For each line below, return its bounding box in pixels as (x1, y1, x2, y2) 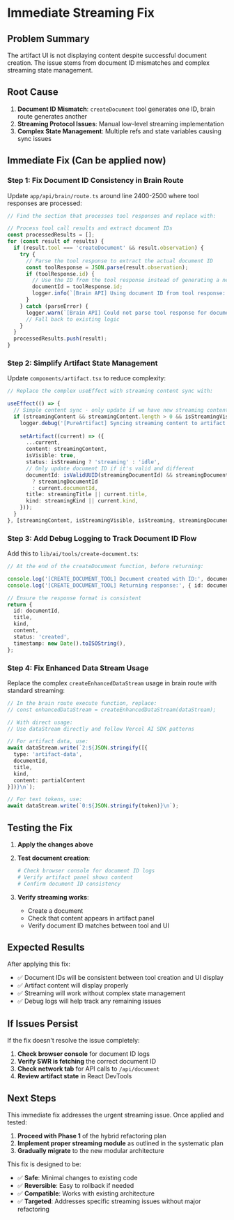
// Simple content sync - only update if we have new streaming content (13, 407, 229, 414)
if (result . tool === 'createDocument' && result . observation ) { (13, 244, 204, 251)
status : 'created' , (13, 633, 70, 640)
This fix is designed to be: (7, 1160, 81, 1168)
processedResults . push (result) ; (13, 335, 108, 343)
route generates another (17, 112, 88, 120)
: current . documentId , (32, 484, 98, 491)
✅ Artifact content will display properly (17, 981, 129, 990)
